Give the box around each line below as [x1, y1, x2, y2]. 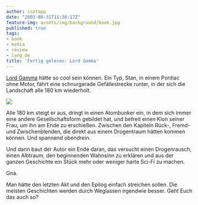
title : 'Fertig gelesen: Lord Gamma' [6, 58, 99, 64]
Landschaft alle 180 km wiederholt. [6, 87, 92, 94]
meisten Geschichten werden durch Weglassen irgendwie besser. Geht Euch [6, 187, 193, 194]
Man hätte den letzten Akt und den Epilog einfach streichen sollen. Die [6, 181, 177, 188]
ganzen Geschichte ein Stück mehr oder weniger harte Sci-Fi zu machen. [6, 158, 185, 165]
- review [6, 47, 28, 53]
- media [6, 42, 25, 48]
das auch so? [6, 193, 39, 200]
